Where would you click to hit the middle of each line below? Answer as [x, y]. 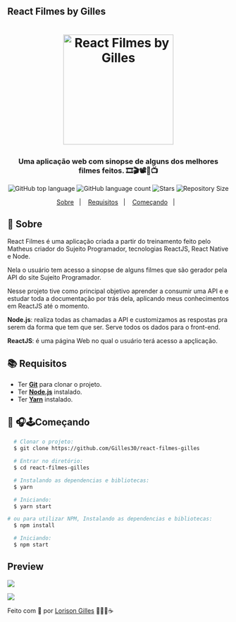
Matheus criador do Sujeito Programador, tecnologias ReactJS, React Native [118, 249]
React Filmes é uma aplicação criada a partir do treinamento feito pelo [109, 241]
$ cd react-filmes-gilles [52, 468]
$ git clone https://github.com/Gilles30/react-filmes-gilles [107, 449]
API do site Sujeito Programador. [55, 277]
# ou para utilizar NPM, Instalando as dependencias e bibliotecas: [110, 519]
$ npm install [34, 525]
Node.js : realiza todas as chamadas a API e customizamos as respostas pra [117, 319]
